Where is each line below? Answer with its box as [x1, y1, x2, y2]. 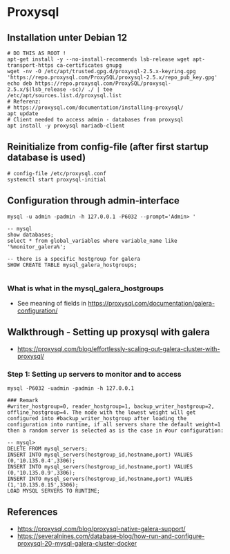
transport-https [7, 62, 54, 69]
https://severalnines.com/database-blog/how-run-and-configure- [17, 532, 205, 540]
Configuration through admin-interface [7, 195, 180, 207]
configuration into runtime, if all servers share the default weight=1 [7, 422, 221, 428]
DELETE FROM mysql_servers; [7, 446, 88, 453]
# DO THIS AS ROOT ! [7, 50, 67, 57]
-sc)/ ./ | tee [68, 86, 113, 93]
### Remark [7, 397, 39, 404]
